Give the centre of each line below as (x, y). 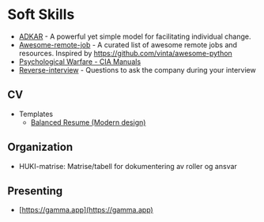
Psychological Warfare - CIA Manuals (80, 62)
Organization (40, 147)
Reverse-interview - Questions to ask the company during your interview (137, 70)
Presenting (35, 191)
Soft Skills (41, 15)
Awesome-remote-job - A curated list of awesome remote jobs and (128, 44)
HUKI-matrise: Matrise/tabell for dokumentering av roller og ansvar (128, 166)
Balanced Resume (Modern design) (88, 122)
